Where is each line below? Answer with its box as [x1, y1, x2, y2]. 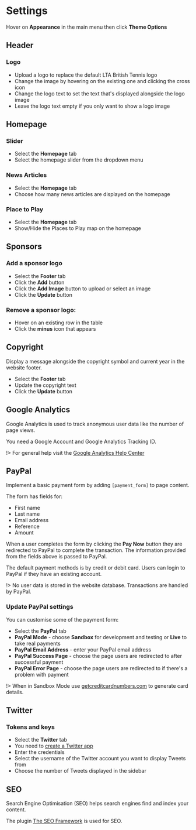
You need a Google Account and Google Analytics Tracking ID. [6, 438, 156, 445]
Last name [14, 510, 40, 517]
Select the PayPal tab [14, 627, 67, 634]
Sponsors [6, 242, 42, 252]
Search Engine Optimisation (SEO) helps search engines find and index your [6, 800, 189, 807]
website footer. [6, 364, 42, 371]
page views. [6, 426, 36, 434]
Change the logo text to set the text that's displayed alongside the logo [14, 90, 185, 97]
